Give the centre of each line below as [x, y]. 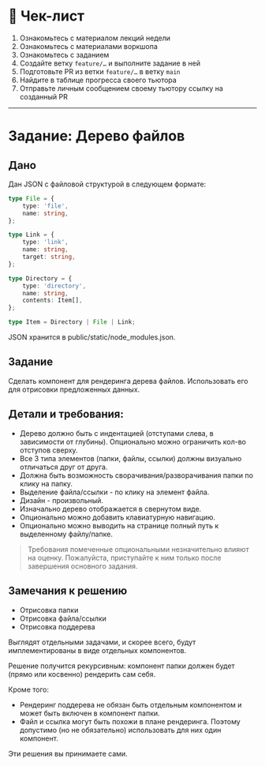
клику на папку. [46, 483]
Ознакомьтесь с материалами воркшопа [88, 46]
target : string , [49, 257]
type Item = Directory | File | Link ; [72, 322]
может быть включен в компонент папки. [90, 713]
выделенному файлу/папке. [66, 534]
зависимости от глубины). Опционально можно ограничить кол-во [133, 441]
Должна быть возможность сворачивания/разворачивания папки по [136, 475]
